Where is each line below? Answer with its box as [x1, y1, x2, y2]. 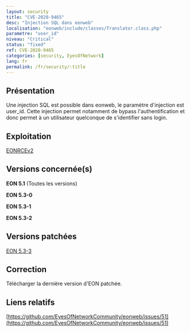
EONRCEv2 [6, 147, 34, 154]
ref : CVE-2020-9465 [6, 47, 54, 53]
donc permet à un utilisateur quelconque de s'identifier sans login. [6, 114, 168, 122]
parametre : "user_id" [6, 31, 60, 37]
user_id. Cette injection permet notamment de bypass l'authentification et [6, 108, 185, 115]
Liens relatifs [6, 297, 55, 307]
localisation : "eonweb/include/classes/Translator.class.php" [6, 25, 162, 31]
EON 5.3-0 [6, 191, 33, 199]
